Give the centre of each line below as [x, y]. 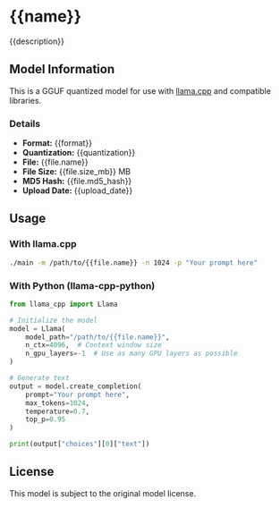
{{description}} [37, 41]
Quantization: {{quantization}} [79, 153]
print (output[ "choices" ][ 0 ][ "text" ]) [80, 444]
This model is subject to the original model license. [103, 493]
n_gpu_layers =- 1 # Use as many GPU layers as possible [132, 354]
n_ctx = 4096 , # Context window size [94, 345]
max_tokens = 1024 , [58, 403]
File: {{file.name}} [55, 162]
